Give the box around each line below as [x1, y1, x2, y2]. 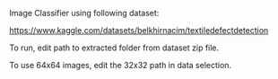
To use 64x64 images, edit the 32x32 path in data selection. [9, 60, 231, 70]
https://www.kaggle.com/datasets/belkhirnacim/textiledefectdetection [9, 25, 269, 35]
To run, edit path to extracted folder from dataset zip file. [9, 42, 220, 53]
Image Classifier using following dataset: [9, 8, 160, 18]
